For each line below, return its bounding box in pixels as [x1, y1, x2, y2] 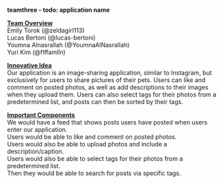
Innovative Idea [7, 62, 53, 69]
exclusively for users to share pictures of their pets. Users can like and [7, 76, 206, 84]
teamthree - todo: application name [7, 6, 110, 14]
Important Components [7, 111, 75, 119]
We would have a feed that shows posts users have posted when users [7, 118, 208, 126]
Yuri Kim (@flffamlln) [7, 48, 66, 56]
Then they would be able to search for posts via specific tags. [7, 169, 181, 177]
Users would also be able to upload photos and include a [7, 140, 168, 148]
